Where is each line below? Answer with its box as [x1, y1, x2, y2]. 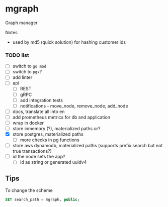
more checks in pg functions [20, 137, 79, 143]
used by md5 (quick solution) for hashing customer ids [12, 39, 126, 45]
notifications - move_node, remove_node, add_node [20, 102, 128, 109]
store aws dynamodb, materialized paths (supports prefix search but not [12, 143, 163, 149]
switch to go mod [12, 63, 47, 69]
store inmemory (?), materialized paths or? [12, 125, 101, 131]
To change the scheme [5, 187, 53, 193]
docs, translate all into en [12, 109, 65, 115]
